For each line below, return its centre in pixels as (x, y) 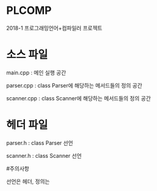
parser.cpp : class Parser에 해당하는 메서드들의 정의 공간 (74, 85)
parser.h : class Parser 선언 (40, 143)
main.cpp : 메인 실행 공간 (36, 73)
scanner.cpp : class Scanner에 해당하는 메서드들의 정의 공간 (78, 98)
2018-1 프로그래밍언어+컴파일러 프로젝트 (54, 28)
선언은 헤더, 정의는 (28, 181)
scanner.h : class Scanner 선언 (44, 155)
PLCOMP (29, 11)
